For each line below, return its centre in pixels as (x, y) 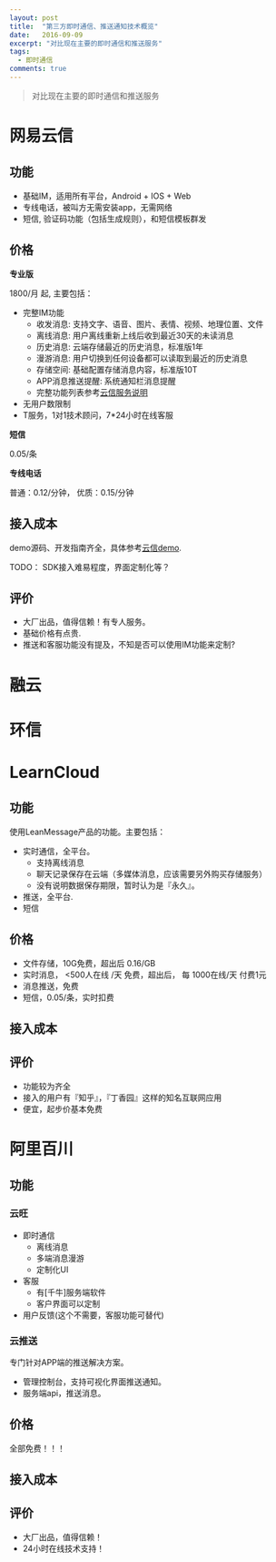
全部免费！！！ (37, 1448)
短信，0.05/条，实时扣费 (69, 997)
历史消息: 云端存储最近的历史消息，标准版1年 (120, 346)
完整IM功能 (44, 312)
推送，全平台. (48, 896)
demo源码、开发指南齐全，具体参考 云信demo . (95, 547)
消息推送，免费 (50, 985)
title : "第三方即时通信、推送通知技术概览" (84, 26)
